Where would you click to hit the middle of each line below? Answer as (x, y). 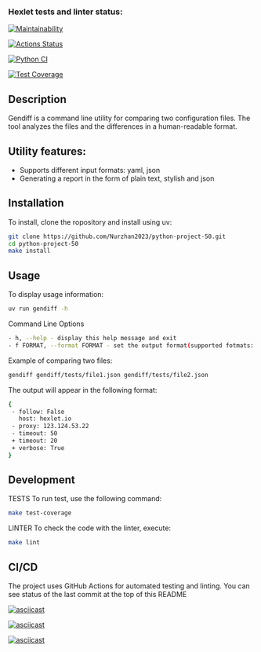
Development (42, 480)
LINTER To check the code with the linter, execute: (89, 528)
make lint (24, 543)
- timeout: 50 (34, 434)
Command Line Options (46, 324)
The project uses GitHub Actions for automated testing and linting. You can (129, 586)
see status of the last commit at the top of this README (98, 595)
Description (37, 99)
